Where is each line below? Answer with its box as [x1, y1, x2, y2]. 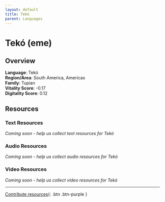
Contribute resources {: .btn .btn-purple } [5, 191, 87, 197]
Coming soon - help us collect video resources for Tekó [5, 177, 118, 183]
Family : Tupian [5, 80, 35, 86]
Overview [5, 57, 36, 65]
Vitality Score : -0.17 [5, 85, 46, 91]
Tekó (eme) [5, 37, 53, 48]
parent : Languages [5, 16, 43, 21]
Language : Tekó [5, 69, 38, 76]
